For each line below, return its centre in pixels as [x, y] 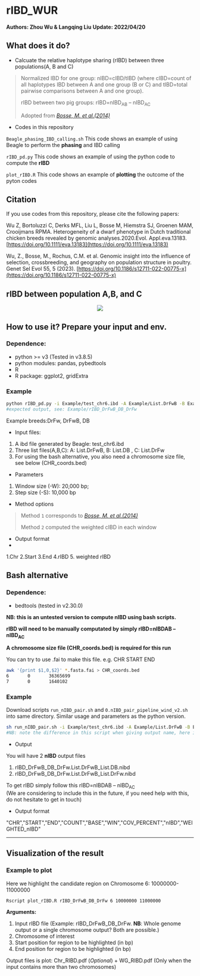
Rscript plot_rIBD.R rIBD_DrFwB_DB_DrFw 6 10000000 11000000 [84, 901]
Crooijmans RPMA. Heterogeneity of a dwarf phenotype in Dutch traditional [99, 232]
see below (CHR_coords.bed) [51, 463]
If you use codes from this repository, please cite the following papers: [93, 214]
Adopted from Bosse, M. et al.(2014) [65, 115]
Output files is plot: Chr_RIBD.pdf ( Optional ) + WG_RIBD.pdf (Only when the [99, 960]
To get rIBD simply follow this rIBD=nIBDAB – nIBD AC [71, 786]
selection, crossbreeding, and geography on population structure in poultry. [99, 262]
